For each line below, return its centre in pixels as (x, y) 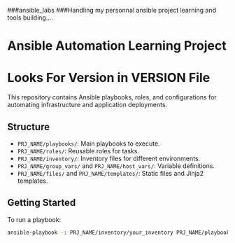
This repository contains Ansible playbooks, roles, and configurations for (112, 97)
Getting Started (42, 203)
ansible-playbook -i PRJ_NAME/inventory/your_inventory (90, 232)
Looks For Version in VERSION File (109, 78)
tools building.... (30, 18)
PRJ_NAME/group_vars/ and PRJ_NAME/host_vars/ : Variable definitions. (116, 166)
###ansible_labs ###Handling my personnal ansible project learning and (112, 10)
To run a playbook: (34, 219)
